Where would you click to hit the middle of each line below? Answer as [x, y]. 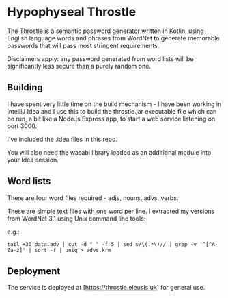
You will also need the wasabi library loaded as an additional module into [109, 152]
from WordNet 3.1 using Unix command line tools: [76, 218]
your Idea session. [33, 160]
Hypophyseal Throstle [72, 12]
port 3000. [22, 126]
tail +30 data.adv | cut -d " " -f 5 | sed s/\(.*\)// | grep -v [102, 244]
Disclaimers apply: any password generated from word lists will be [100, 58]
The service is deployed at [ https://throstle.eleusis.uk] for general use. [106, 288]
